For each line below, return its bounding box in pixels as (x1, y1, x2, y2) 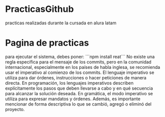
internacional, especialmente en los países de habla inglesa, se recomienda (5, 64, 161, 70)
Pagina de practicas (5, 37, 89, 49)
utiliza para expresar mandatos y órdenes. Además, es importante (5, 96, 141, 102)
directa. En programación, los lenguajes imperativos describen (5, 80, 134, 86)
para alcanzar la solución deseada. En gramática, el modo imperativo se (5, 90, 153, 96)
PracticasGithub (5, 3, 74, 15)
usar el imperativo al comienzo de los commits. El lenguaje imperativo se (5, 69, 155, 75)
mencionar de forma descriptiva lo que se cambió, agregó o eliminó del (5, 101, 152, 107)
